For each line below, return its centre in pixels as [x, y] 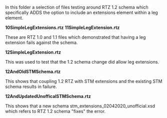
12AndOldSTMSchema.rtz [33, 71]
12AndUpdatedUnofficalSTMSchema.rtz [48, 96]
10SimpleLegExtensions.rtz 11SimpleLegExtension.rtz [62, 27]
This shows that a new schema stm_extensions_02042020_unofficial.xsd [80, 106]
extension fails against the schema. [41, 42]
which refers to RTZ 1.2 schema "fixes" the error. [55, 111]
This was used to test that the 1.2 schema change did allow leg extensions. [82, 62]
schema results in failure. [31, 86]
